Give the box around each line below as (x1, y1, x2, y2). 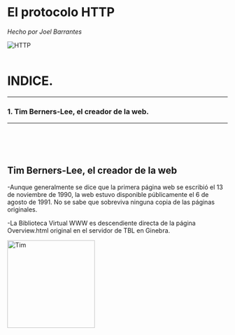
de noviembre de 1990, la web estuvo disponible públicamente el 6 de (7, 190, 209, 198)
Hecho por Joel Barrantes (7, 27, 83, 36)
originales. (7, 205, 38, 214)
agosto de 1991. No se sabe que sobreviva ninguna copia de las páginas (7, 198, 215, 206)
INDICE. (7, 73, 54, 89)
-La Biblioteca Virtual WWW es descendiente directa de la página (7, 219, 196, 227)
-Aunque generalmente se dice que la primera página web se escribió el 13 (7, 183, 224, 191)
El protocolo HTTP (7, 4, 115, 20)
